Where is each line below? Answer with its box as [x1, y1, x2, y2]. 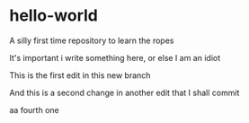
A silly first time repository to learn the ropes [9, 35, 174, 46]
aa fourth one [9, 104, 60, 115]
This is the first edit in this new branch [9, 69, 151, 81]
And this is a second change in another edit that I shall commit [9, 87, 240, 98]
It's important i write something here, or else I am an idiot [9, 52, 221, 63]
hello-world [9, 5, 99, 26]
